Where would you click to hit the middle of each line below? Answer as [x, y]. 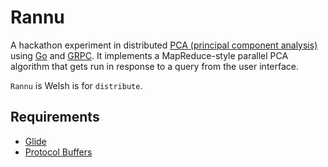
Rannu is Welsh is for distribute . [76, 85]
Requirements [55, 117]
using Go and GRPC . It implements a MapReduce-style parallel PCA [149, 55]
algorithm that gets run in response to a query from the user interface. [154, 66]
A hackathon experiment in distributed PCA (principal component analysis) [164, 45]
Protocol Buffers [58, 152]
